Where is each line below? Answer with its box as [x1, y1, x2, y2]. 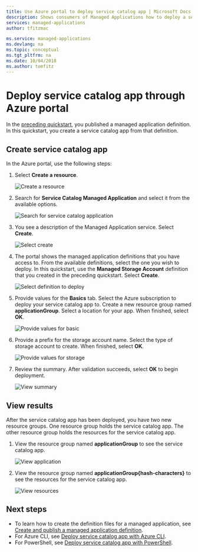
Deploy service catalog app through [6, 89, 186, 102]
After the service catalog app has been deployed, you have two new [6, 417, 172, 424]
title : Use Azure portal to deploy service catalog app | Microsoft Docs [6, 8, 192, 15]
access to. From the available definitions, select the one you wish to [14, 259, 180, 266]
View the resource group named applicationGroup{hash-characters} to [14, 470, 192, 477]
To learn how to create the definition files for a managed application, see [14, 520, 192, 527]
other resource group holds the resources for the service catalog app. [6, 429, 176, 436]
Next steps [6, 504, 47, 515]
